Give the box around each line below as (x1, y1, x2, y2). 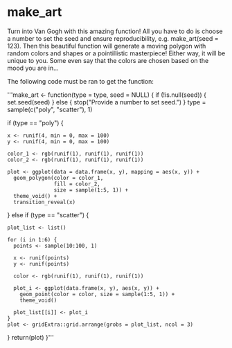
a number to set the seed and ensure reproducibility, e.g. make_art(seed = (7, 34, 220, 42)
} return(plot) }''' (7, 333, 54, 341)
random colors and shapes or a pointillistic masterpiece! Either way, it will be (7, 49, 226, 57)
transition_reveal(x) (13, 199, 76, 205)
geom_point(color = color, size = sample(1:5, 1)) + (19, 291, 175, 297)
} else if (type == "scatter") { (7, 210, 89, 219)
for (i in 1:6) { (7, 236, 57, 243)
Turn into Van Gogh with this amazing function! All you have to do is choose (7, 27, 223, 35)
